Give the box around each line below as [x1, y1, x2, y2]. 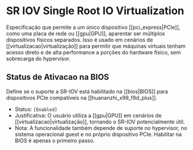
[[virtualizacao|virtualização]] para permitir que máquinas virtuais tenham [6, 43, 186, 50]
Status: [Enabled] [14, 105, 57, 113]
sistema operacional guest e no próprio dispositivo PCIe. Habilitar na [14, 131, 182, 138]
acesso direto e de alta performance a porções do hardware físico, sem [6, 48, 181, 56]
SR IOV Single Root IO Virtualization [6, 4, 185, 18]
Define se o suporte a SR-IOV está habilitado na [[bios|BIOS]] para [6, 87, 168, 95]
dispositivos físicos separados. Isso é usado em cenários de [6, 36, 153, 43]
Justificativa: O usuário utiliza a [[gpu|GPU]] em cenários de [14, 112, 162, 119]
